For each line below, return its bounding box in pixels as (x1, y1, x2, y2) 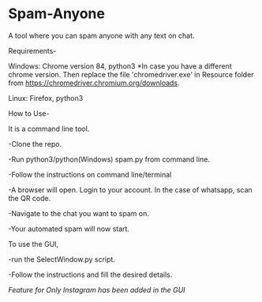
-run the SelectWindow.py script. (8, 254, 116, 264)
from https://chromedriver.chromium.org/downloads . (8, 78, 180, 88)
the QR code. (8, 193, 51, 203)
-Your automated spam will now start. (8, 224, 130, 233)
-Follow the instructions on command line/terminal (8, 170, 172, 179)
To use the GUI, (8, 239, 59, 248)
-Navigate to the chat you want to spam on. (8, 208, 150, 218)
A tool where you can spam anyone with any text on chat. (8, 31, 195, 40)
